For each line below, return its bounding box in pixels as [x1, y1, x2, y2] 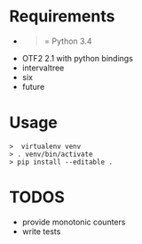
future [21, 81, 45, 92]
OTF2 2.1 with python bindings [21, 53, 133, 63]
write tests [21, 225, 61, 237]
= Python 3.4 [43, 36, 92, 46]
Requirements [9, 6, 115, 27]
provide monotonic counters [21, 216, 126, 227]
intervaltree [21, 62, 65, 73]
